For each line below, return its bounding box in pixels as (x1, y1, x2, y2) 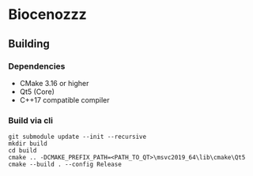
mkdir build (8, 140, 47, 148)
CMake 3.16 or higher (19, 78, 89, 88)
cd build (8, 147, 37, 155)
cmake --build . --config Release (8, 160, 123, 169)
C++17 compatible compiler (19, 95, 110, 104)
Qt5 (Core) (19, 87, 55, 96)
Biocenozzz (8, 6, 87, 24)
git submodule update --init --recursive (8, 133, 147, 141)
